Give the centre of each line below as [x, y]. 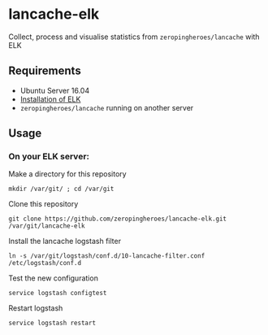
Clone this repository [43, 204]
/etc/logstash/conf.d [45, 263]
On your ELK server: [49, 157]
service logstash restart [52, 323]
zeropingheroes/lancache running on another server [107, 107]
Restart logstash [36, 308]
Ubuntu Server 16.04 [55, 90]
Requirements [45, 71]
